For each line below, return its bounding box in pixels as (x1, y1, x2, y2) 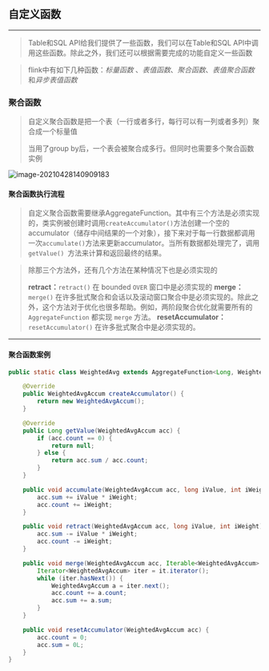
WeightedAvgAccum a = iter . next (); (50, 581, 171, 590)
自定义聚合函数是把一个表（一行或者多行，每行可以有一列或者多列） (27, 117, 253, 127)
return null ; (50, 441, 94, 450)
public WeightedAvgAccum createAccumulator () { (22, 390, 184, 398)
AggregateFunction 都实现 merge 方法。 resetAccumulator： (27, 312, 227, 322)
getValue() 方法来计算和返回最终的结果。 (27, 248, 167, 258)
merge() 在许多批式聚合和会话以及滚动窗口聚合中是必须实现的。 (27, 292, 238, 302)
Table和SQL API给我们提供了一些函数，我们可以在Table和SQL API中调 (27, 38, 259, 47)
